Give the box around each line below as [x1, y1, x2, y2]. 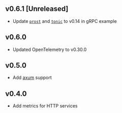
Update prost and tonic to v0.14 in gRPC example [12, 18, 117, 24]
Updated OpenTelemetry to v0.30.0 [12, 46, 87, 52]
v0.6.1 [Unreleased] [5, 5, 69, 13]
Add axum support [12, 74, 52, 81]
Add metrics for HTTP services [12, 103, 78, 109]
